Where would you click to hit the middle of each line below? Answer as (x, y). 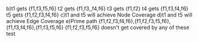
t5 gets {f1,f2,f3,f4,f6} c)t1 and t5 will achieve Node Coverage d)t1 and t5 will (99, 15)
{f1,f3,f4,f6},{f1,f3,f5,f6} (35, 27)
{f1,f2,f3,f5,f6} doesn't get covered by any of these (127, 27)
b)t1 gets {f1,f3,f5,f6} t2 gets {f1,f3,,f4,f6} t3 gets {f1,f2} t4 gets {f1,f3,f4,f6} (97, 9)
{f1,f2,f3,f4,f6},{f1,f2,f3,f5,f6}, (135, 21)
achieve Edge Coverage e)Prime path (52, 21)
